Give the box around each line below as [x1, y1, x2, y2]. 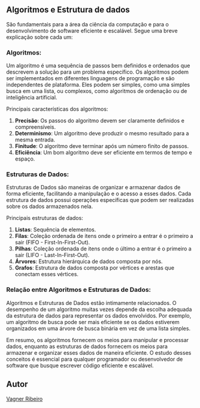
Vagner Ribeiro [6, 395, 43, 402]
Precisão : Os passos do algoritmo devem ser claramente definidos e [14, 117, 184, 125]
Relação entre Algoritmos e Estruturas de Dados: [6, 286, 151, 294]
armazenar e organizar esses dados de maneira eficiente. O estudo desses [6, 349, 192, 356]
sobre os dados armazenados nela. [6, 203, 93, 210]
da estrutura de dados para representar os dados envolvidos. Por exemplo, [6, 312, 192, 319]
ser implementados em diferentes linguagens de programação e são [6, 75, 175, 82]
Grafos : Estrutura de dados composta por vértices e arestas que [14, 264, 175, 271]
